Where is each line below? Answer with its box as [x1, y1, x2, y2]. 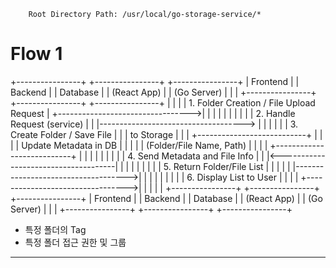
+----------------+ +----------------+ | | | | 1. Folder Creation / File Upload [10, 96, 316, 109]
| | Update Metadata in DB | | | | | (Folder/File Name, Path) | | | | [10, 139, 268, 151]
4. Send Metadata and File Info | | [127, 150, 265, 162]
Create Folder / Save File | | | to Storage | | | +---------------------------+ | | [10, 128, 323, 140]
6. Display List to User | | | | [186, 171, 299, 183]
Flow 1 [10, 43, 63, 65]
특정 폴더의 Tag [24, 223, 87, 235]
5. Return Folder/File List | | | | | [163, 160, 291, 172]
